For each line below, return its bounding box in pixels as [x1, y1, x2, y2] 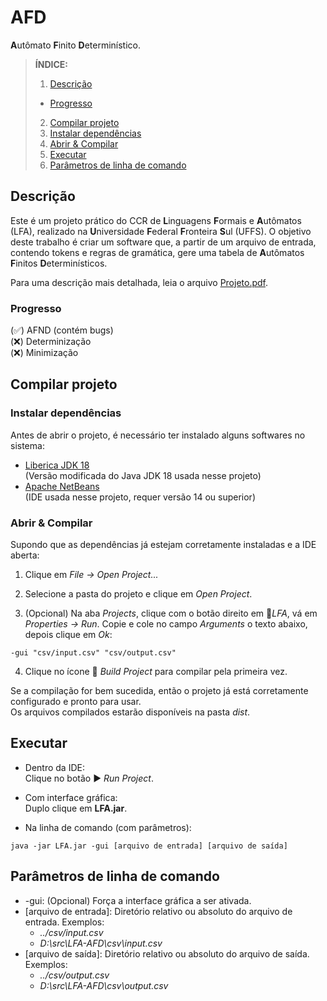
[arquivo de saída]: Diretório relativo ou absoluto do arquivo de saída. [24, 947, 310, 960]
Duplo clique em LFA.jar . [24, 802, 128, 814]
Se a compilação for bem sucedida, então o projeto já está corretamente [10, 685, 309, 697]
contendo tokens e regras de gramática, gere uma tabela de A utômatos [10, 246, 305, 258]
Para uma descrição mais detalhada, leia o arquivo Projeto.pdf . [10, 276, 269, 288]
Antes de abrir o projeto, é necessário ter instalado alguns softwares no [10, 429, 306, 441]
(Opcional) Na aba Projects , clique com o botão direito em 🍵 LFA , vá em [24, 607, 318, 620]
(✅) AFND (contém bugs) [10, 324, 114, 336]
